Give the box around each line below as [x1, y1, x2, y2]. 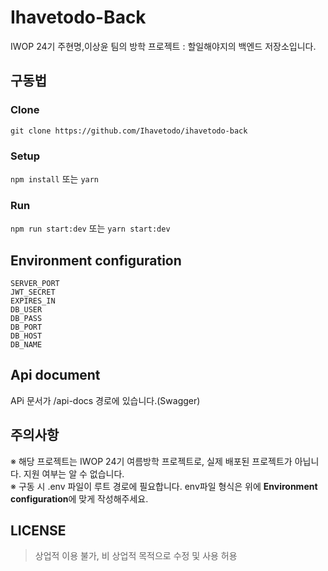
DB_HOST [10, 331, 43, 341]
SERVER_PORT [10, 279, 60, 289]
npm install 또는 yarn [10, 172, 100, 185]
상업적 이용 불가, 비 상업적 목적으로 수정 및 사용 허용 [34, 550, 238, 562]
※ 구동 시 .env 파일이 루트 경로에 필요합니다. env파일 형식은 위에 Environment [10, 480, 318, 492]
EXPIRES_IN [10, 296, 56, 306]
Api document [10, 367, 101, 384]
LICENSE [10, 522, 67, 540]
